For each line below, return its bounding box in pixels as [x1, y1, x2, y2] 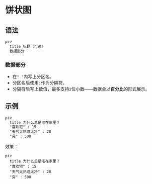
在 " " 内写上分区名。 [12, 73, 55, 80]
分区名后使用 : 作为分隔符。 [12, 80, 67, 86]
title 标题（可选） [9, 44, 46, 49]
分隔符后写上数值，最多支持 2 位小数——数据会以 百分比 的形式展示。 [12, 86, 150, 92]
